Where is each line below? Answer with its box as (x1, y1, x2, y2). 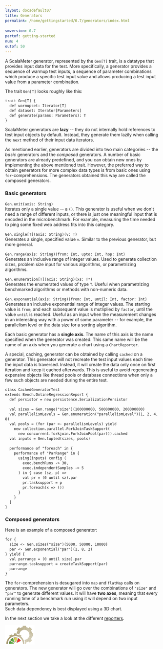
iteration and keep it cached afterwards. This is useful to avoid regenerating (5, 367, 158, 373)
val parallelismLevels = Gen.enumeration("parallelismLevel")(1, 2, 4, (9, 412, 159, 417)
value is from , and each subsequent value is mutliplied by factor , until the (5, 306, 153, 313)
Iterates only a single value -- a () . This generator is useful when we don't (5, 206, 154, 212)
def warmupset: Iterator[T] (9, 103, 67, 108)
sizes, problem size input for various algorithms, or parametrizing (5, 262, 137, 268)
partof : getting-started (5, 34, 56, 39)
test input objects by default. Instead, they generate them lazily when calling (5, 132, 159, 137)
